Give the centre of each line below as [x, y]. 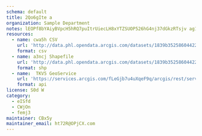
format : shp [32, 68]
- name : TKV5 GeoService [44, 73]
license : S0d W [25, 90]
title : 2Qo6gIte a [29, 17]
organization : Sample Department [48, 23]
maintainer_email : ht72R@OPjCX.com [51, 124]
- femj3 [21, 113]
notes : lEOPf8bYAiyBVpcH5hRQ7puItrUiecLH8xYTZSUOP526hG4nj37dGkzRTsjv [96, 29]
